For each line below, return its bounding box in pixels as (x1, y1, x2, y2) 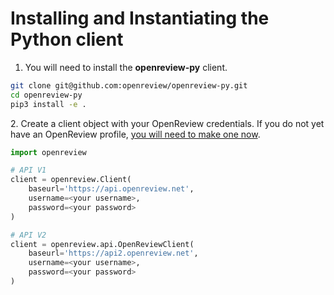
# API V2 (10, 230, 47, 240)
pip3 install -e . (10, 99, 87, 109)
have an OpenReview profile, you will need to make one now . (10, 128, 261, 140)
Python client (10, 28, 124, 51)
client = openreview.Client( (10, 175, 132, 185)
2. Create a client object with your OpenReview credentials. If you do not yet (10, 117, 325, 129)
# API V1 (10, 165, 47, 176)
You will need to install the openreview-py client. (24, 61, 228, 73)
